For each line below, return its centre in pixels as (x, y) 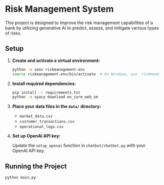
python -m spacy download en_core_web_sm (55, 97)
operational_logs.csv (41, 127)
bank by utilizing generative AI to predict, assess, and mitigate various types (82, 28)
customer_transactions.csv (47, 122)
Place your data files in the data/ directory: (57, 106)
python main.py (21, 178)
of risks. (13, 33)
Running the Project (36, 166)
